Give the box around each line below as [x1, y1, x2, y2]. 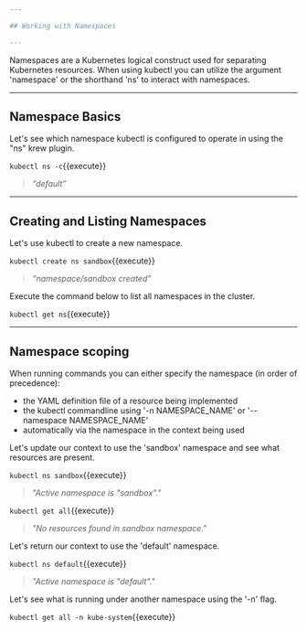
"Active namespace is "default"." [31, 576, 155, 587]
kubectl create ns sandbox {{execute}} [9, 255, 155, 266]
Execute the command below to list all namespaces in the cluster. [9, 291, 256, 302]
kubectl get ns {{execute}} [9, 308, 111, 320]
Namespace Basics [9, 109, 122, 124]
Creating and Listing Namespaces [9, 213, 207, 229]
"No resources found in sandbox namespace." [31, 523, 207, 534]
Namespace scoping [9, 344, 130, 359]
